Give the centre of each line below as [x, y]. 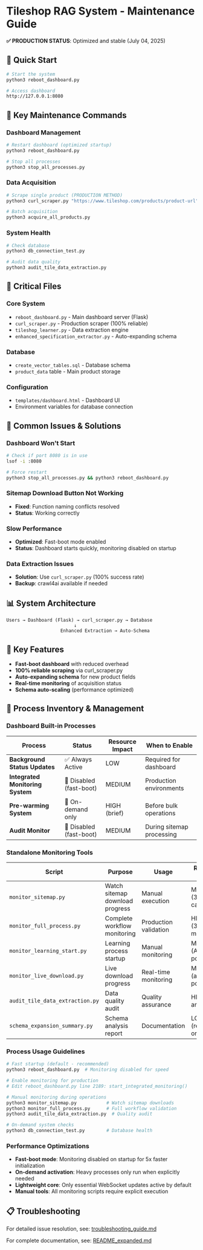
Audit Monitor [30, 831]
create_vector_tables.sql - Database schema [73, 365]
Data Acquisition [31, 183]
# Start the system [31, 74]
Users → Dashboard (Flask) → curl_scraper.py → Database [79, 620]
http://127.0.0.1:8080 [35, 96]
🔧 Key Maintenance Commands [66, 115]
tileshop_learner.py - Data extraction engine [72, 330]
